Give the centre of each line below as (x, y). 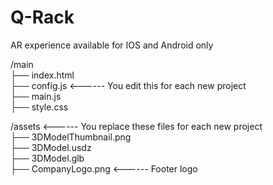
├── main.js (36, 96)
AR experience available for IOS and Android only (112, 45)
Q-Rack (42, 17)
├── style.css (39, 107)
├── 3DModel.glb (47, 158)
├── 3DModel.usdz (51, 147)
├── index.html (42, 75)
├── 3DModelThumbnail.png (71, 137)
